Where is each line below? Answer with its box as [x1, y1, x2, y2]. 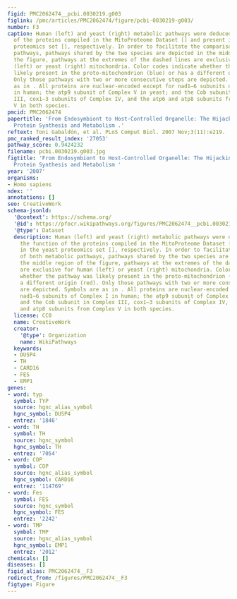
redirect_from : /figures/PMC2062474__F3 [7, 574, 128, 582]
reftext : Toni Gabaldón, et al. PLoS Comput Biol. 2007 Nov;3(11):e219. [7, 128, 226, 135]
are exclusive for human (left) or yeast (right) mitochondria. [20, 266, 213, 273]
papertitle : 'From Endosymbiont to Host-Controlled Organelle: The [7, 115, 210, 122]
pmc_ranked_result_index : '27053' [7, 135, 109, 142]
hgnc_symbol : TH [13, 443, 61, 450]
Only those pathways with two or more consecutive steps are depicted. [13, 75, 229, 83]
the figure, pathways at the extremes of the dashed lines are [13, 56, 203, 63]
